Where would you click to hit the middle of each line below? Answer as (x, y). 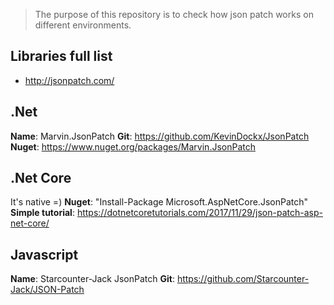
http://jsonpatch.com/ (69, 80)
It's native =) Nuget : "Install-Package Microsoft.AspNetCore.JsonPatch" (159, 202)
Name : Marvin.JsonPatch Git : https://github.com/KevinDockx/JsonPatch (160, 136)
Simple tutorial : (42, 213)
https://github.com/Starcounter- (243, 279)
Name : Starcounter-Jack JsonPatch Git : (92, 279)
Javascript (44, 254)
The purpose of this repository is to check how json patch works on (174, 14)
